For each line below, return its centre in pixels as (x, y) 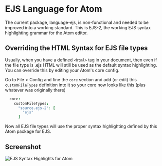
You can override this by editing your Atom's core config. (62, 70)
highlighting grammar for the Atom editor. (46, 33)
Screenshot (23, 147)
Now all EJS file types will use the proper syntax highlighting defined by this (81, 126)
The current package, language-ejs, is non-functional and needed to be (77, 22)
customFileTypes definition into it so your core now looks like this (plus (75, 85)
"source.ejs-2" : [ (36, 108)
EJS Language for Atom (54, 9)
